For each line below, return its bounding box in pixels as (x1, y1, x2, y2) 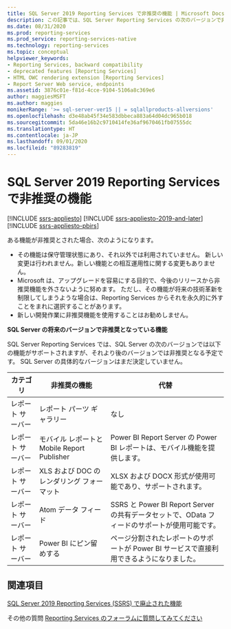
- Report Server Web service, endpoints (7, 81, 125, 87)
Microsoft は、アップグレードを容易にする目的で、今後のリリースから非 (16, 276, 221, 285)
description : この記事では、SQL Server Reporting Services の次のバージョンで (7, 17, 221, 23)
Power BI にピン (38, 538, 91, 548)
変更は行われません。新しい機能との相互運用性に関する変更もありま (16, 259, 210, 267)
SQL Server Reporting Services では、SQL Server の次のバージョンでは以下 (7, 340, 221, 348)
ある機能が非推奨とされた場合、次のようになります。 (7, 236, 157, 244)
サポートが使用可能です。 (137, 520, 220, 530)
